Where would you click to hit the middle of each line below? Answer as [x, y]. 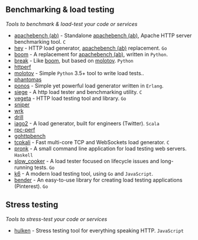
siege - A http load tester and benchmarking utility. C [78, 92]
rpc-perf [25, 129]
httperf [22, 67]
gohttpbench [30, 136]
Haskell [23, 155]
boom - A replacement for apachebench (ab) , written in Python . [91, 54]
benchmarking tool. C [40, 41]
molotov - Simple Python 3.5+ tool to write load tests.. [79, 73]
